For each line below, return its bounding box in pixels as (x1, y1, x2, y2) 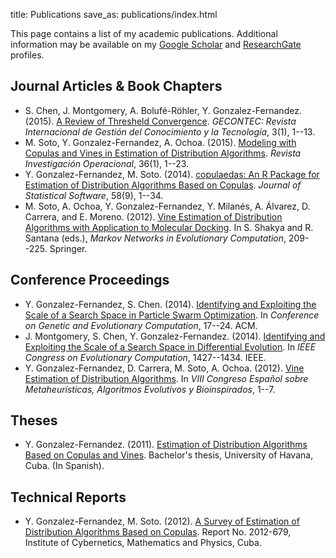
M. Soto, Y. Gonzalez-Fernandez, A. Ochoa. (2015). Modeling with (24, 136, 297, 148)
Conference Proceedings (10, 272, 170, 289)
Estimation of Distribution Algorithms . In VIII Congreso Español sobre (24, 372, 309, 384)
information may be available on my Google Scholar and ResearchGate (10, 39, 302, 50)
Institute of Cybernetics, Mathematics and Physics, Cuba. (24, 537, 262, 549)
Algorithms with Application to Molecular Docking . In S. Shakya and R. (24, 221, 314, 233)
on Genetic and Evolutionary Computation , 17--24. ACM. (24, 319, 258, 331)
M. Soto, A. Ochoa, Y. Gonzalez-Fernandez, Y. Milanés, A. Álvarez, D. (24, 200, 311, 212)
